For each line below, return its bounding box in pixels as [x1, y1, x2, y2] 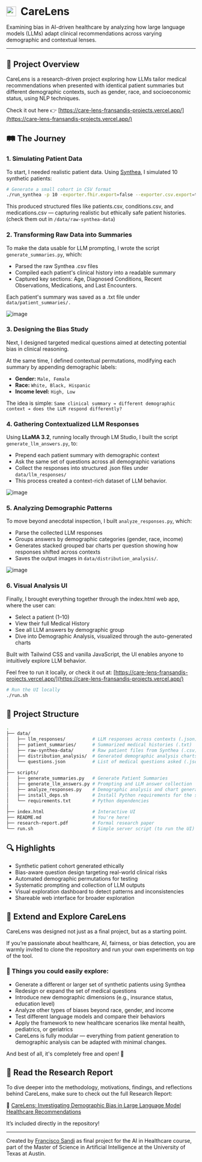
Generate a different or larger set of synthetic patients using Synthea [14, 981, 186, 988]
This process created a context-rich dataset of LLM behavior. [14, 477, 167, 484]
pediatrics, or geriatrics [14, 1025, 73, 1032]
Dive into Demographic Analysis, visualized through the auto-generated [14, 633, 192, 640]
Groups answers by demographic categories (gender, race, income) [14, 536, 183, 543]
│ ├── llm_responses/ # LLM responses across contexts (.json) [6, 736, 198, 742]
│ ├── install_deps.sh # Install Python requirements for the [6, 792, 192, 798]
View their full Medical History [14, 619, 90, 627]
